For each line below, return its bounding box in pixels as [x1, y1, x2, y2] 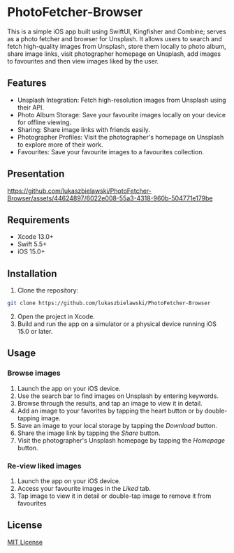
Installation [7, 267, 57, 279]
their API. [17, 103, 44, 112]
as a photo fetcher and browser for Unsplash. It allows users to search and [7, 34, 222, 43]
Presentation [7, 168, 65, 180]
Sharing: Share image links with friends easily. [17, 125, 150, 133]
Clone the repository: [17, 286, 79, 295]
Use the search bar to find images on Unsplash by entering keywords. [17, 392, 219, 400]
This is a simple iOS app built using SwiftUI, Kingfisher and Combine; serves [7, 27, 226, 36]
